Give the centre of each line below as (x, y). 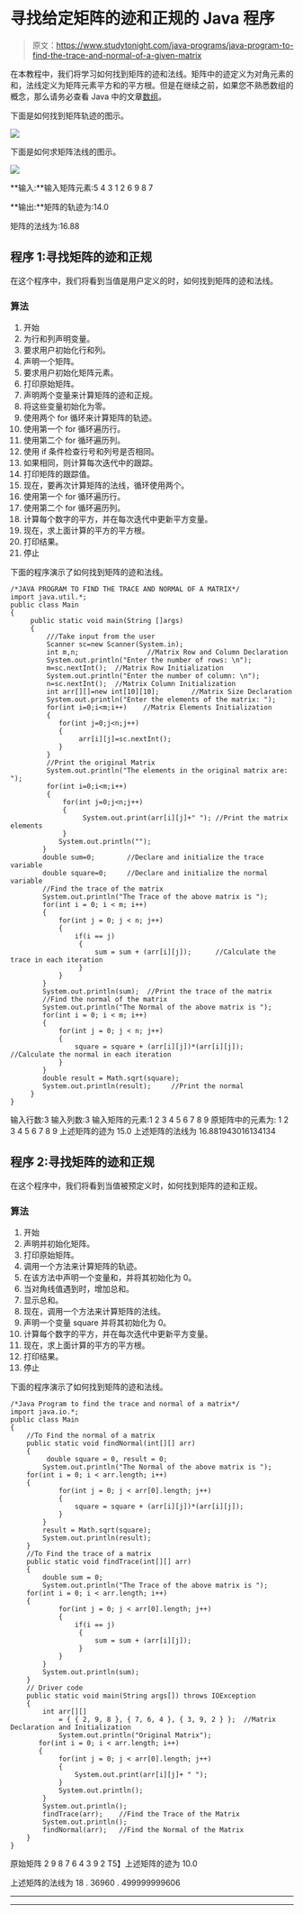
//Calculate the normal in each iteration (91, 1055)
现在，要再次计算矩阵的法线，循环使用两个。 (106, 485)
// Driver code (55, 1688)
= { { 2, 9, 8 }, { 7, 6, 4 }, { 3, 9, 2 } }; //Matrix (167, 1720)
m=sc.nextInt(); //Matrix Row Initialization (135, 668)
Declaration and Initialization (71, 1727)
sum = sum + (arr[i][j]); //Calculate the (186, 952)
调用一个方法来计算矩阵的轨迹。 (82, 1267)
